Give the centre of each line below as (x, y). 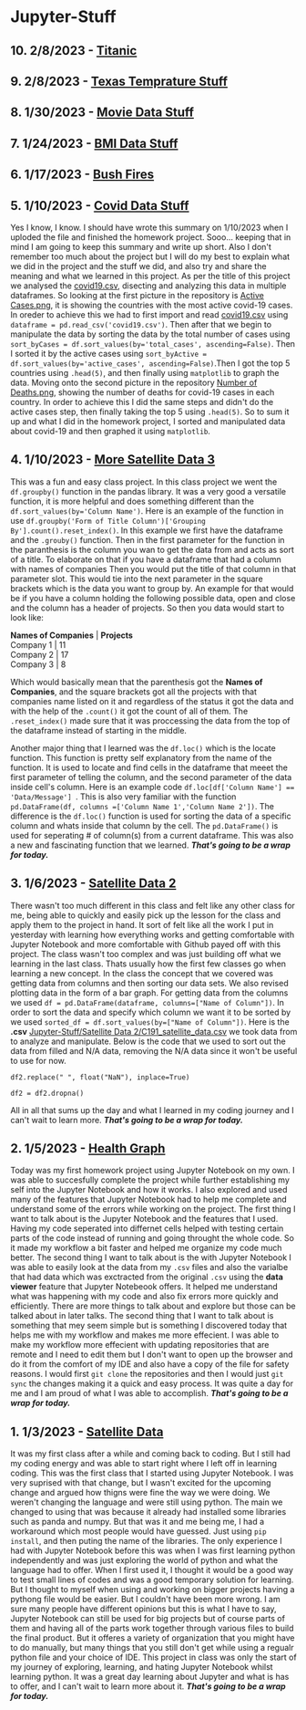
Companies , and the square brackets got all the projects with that (134, 692)
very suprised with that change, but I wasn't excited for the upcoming (141, 1483)
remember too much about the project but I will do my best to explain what (150, 256)
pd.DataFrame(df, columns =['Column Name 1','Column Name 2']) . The (142, 806)
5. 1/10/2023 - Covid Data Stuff (100, 206)
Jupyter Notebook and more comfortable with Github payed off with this (146, 944)
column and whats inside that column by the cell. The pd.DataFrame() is (144, 825)
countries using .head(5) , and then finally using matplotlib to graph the (145, 372)
